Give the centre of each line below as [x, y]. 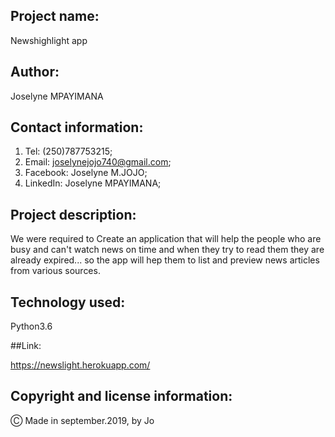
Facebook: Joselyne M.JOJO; [86, 173]
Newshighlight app [49, 40]
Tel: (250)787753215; [68, 151]
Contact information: [77, 127]
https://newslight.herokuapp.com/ [80, 365]
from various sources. [55, 271]
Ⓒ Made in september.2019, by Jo [82, 420]
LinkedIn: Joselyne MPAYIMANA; [93, 183]
